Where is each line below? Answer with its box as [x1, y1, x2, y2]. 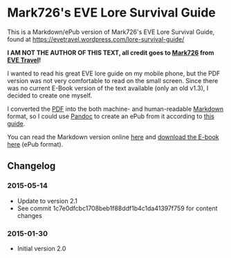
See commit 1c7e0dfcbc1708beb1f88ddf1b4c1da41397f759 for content [17, 204, 218, 212]
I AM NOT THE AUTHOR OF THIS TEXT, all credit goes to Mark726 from [7, 48, 214, 57]
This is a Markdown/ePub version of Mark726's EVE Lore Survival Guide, [7, 28, 215, 36]
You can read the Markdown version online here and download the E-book [7, 133, 219, 141]
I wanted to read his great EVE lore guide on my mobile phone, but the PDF [7, 69, 221, 77]
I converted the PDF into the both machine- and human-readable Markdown [7, 104, 224, 113]
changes [17, 211, 43, 219]
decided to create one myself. [7, 91, 92, 100]
